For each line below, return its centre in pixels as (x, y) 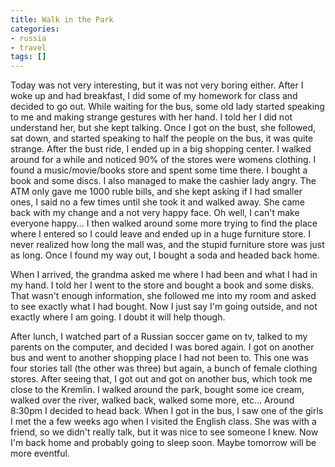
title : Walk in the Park (62, 19)
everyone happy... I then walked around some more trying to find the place (164, 223)
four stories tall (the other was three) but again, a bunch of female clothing (164, 368)
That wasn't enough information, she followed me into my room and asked (163, 296)
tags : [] (28, 57)
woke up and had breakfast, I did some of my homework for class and (154, 96)
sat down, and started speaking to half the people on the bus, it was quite (162, 138)
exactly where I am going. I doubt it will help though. (118, 317)
